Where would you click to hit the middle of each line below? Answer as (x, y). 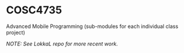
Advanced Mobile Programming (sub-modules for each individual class (92, 26)
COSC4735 (34, 10)
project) (16, 32)
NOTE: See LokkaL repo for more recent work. (62, 44)
